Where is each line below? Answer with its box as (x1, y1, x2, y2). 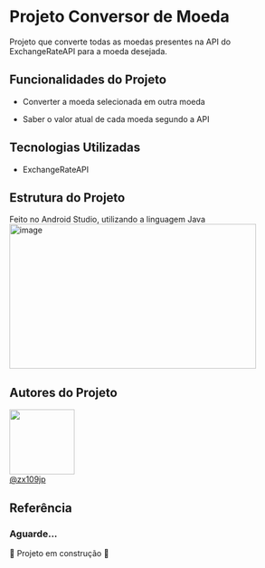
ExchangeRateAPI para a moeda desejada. (9, 45, 167, 56)
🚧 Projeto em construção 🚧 (9, 547, 109, 558)
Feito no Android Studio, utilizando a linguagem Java (9, 214, 206, 225)
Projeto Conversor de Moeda (9, 6, 230, 27)
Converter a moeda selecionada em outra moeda (22, 96, 205, 107)
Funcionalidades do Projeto (9, 72, 167, 88)
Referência (9, 500, 72, 516)
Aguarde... (9, 527, 58, 540)
